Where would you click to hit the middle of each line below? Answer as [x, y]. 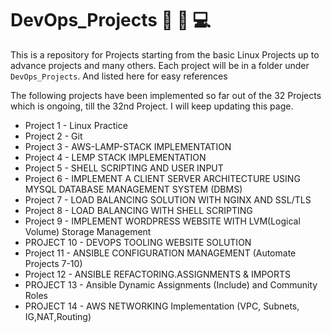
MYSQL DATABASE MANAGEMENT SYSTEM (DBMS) [133, 189]
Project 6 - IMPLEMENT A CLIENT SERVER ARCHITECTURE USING [162, 178]
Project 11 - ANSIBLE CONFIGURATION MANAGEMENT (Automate [160, 253]
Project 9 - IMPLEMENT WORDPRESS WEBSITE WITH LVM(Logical [162, 221]
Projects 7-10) [53, 263]
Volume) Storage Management [88, 231]
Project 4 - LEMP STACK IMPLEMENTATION [115, 157]
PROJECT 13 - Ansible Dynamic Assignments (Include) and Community [171, 284]
